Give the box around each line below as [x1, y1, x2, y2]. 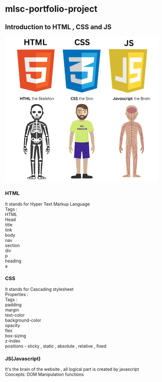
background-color [5, 317, 41, 323]
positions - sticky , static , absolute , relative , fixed [5, 343, 107, 349]
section [5, 242, 20, 248]
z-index [5, 338, 20, 344]
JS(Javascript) [5, 355, 41, 362]
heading [5, 258, 22, 264]
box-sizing [5, 332, 27, 339]
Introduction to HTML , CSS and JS [5, 23, 112, 31]
